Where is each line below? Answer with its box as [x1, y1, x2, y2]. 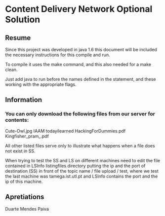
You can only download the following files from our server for [5, 110, 156, 117]
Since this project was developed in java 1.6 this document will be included [5, 47, 157, 52]
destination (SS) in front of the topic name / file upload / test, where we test [5, 168, 159, 174]
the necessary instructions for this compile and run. [5, 52, 110, 58]
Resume [5, 34, 31, 42]
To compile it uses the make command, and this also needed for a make [5, 62, 152, 67]
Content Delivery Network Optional [5, 3, 153, 15]
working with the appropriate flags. [5, 81, 77, 87]
